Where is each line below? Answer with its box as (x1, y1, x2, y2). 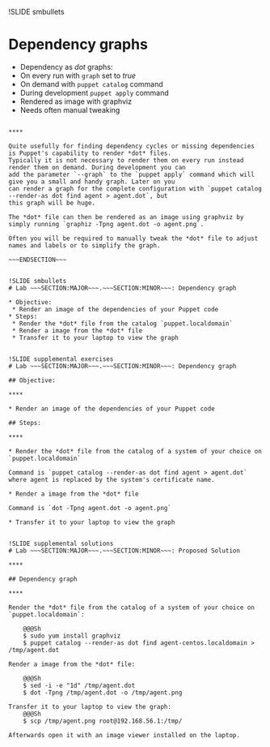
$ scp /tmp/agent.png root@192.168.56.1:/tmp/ (23, 717, 183, 725)
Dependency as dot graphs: (19, 62, 113, 71)
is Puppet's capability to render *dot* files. (8, 149, 172, 157)
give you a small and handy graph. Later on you (8, 178, 175, 186)
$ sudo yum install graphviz (23, 632, 121, 640)
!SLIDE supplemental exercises (8, 354, 114, 363)
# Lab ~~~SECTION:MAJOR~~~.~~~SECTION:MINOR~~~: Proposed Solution (8, 547, 241, 555)
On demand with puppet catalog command (19, 79, 163, 88)
